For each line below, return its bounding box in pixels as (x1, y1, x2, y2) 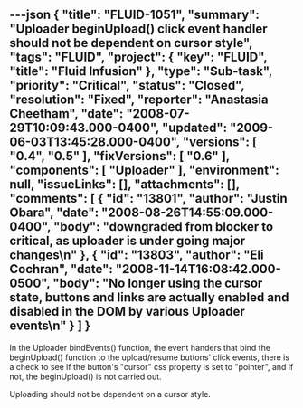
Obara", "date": (9, 205, 99, 221)
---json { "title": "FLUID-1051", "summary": (9, 7, 260, 23)
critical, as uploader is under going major (9, 233, 246, 249)
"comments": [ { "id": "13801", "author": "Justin (9, 191, 288, 206)
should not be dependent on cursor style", (9, 35, 253, 51)
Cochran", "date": (9, 261, 113, 277)
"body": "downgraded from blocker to (52, 219, 274, 234)
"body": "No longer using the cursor (52, 276, 263, 291)
